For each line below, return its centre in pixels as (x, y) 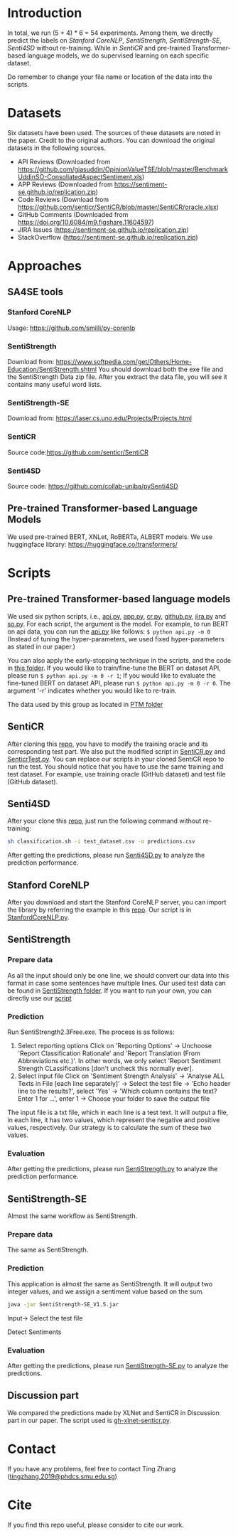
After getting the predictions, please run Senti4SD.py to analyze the (106, 855)
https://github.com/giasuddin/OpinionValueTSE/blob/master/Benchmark (123, 169)
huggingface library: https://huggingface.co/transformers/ (92, 544)
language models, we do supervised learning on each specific (118, 55)
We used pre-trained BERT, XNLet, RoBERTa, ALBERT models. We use (110, 537)
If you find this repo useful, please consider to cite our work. (96, 1525)
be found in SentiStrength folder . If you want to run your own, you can (109, 991)
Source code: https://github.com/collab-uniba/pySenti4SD (93, 486)
